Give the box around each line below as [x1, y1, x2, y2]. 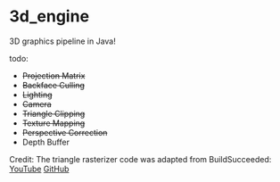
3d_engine [9, 6, 90, 27]
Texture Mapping [21, 118, 86, 128]
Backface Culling [21, 79, 85, 90]
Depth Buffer [21, 136, 70, 147]
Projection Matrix [21, 70, 86, 81]
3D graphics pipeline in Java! [9, 36, 116, 46]
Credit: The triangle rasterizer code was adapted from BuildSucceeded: [9, 153, 272, 164]
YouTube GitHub [9, 163, 70, 174]
